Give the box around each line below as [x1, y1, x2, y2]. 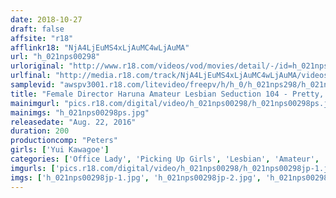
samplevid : [10, 80, 56, 90]
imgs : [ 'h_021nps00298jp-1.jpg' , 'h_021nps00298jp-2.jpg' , [10, 172, 262, 183]
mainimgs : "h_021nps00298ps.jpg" [10, 107, 150, 118]
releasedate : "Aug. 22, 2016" [10, 117, 137, 127]
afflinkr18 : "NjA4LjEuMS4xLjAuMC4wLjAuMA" [10, 42, 190, 53]
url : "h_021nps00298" [10, 52, 101, 62]
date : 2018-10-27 [10, 14, 83, 25]
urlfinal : [10, 71, 52, 81]
